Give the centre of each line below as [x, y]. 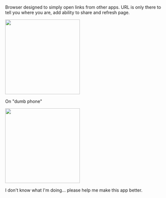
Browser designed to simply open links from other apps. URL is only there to [83, 7]
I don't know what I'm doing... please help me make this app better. [74, 190]
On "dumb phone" [24, 101]
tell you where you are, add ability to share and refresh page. [68, 12]
